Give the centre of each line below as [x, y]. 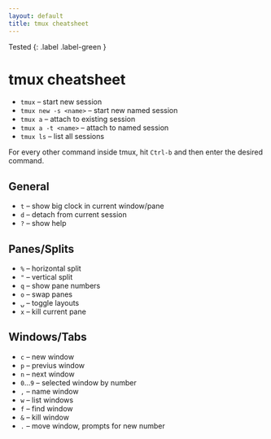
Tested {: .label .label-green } [57, 46]
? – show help [43, 224]
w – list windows [47, 400]
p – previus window [52, 365]
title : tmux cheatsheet [49, 24]
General [29, 187]
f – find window [46, 408]
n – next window [47, 374]
